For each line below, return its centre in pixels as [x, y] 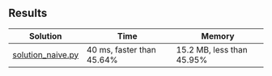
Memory [218, 36]
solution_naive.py [46, 54]
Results [28, 13]
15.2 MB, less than [212, 49]
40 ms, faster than [121, 49]
